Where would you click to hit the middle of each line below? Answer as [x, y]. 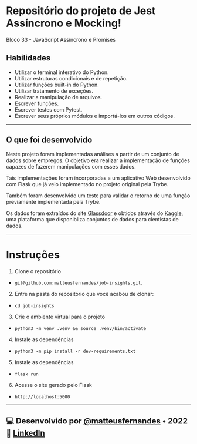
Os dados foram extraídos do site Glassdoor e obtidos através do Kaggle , [95, 213]
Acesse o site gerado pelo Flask [53, 385]
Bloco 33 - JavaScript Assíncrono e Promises [61, 39]
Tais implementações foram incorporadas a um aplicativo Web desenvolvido [98, 178]
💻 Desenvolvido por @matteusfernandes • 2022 [97, 421]
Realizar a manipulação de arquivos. [58, 97]
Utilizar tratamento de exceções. [54, 91]
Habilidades [28, 58]
